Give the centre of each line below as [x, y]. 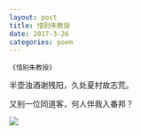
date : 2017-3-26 [39, 34]
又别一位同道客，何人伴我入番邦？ [71, 104]
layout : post [33, 17]
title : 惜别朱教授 [40, 26]
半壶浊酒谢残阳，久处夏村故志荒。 [71, 86]
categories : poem [41, 42]
